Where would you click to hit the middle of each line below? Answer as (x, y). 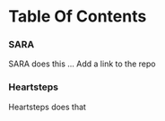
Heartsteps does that (48, 107)
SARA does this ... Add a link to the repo (82, 64)
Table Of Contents (78, 17)
